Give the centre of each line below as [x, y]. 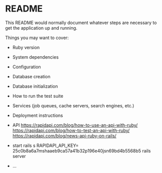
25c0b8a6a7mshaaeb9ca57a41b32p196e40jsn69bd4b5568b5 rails [81, 150]
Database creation [31, 76]
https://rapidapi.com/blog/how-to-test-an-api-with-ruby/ [71, 130]
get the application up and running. [41, 28]
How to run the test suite [38, 96]
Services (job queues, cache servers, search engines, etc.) [73, 105]
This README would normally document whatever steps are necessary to [81, 23]
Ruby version [26, 47]
